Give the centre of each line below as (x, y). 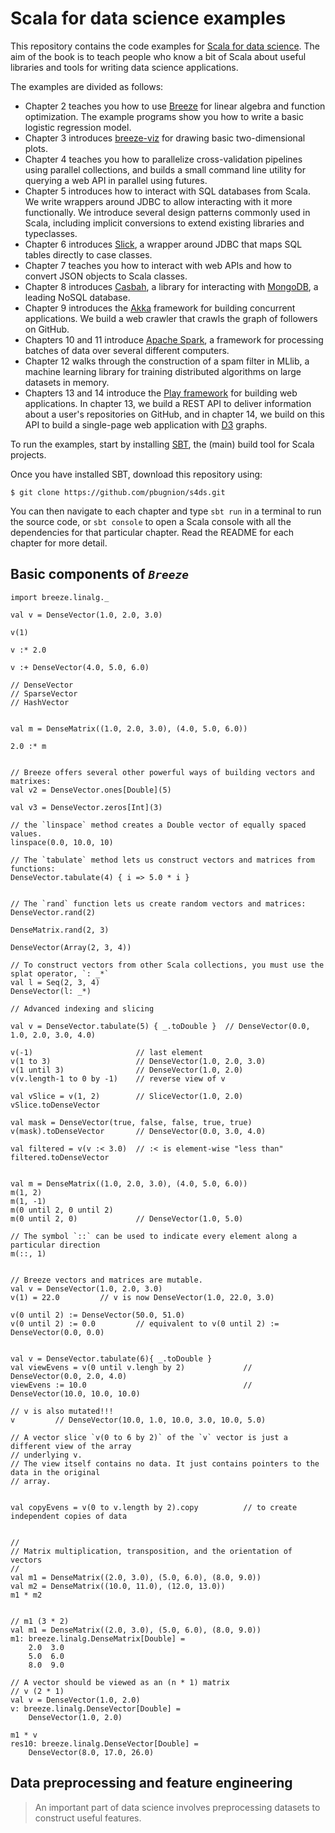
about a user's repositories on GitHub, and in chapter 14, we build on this (174, 414)
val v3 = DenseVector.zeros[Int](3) (86, 807)
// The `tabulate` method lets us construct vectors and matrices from (162, 860)
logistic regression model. (78, 127)
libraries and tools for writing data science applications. (124, 67)
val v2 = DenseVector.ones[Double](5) (91, 790)
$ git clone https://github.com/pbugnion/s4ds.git (118, 492)
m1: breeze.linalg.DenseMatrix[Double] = (98, 1638)
